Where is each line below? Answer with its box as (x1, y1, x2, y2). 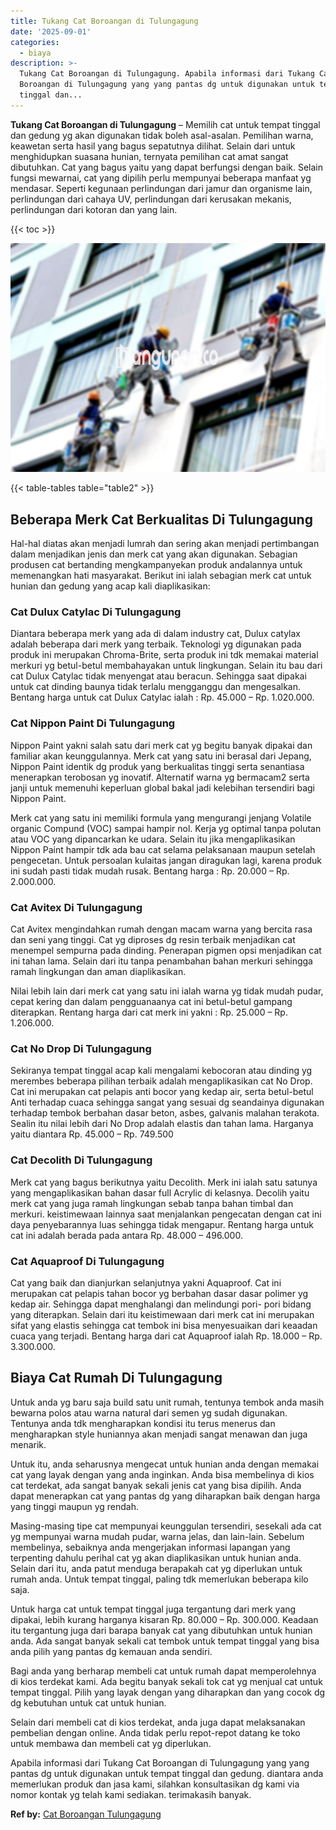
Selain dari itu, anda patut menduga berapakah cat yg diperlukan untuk (10, 1562, 303, 1574)
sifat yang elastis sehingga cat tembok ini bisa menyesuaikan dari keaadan (10, 1319, 318, 1331)
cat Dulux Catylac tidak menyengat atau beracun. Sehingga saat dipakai (10, 670, 307, 682)
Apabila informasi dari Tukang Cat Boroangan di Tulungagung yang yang (10, 1756, 310, 1769)
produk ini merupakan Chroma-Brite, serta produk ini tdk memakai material (10, 649, 319, 661)
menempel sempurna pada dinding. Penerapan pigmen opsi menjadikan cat (10, 944, 322, 956)
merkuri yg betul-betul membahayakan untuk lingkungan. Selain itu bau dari (10, 660, 323, 672)
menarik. (10, 1438, 47, 1450)
